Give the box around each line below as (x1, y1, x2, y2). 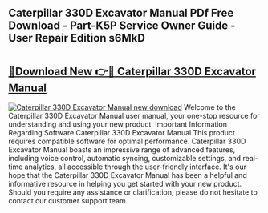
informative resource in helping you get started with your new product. (8, 179, 242, 188)
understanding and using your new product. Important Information (8, 119, 227, 129)
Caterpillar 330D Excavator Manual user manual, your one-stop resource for (8, 111, 260, 120)
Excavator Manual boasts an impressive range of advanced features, (8, 145, 236, 155)
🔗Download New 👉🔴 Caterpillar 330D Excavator (8, 64, 257, 78)
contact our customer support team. (8, 196, 128, 205)
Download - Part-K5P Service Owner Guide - (8, 19, 236, 33)
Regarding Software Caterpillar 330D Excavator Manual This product (8, 128, 235, 137)
